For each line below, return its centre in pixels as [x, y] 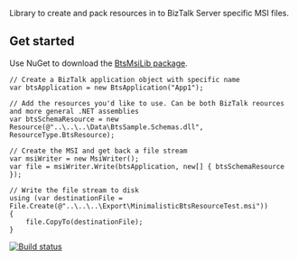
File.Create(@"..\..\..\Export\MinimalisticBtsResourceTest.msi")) [139, 206]
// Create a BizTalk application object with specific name [125, 79]
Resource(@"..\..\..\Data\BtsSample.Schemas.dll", [107, 127]
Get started [42, 41]
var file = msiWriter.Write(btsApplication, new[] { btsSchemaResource [147, 166]
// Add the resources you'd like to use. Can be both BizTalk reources [147, 103]
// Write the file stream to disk [74, 190]
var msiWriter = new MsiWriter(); [74, 158]
